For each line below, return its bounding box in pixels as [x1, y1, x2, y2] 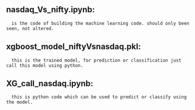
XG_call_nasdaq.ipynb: [6, 79, 94, 89]
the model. [6, 99, 33, 105]
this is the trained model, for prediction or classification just [11, 57, 182, 63]
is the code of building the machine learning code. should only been [11, 20, 190, 26]
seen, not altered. [6, 25, 55, 31]
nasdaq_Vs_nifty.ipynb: [6, 5, 95, 15]
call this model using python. [6, 62, 84, 69]
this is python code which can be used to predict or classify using [11, 94, 187, 100]
